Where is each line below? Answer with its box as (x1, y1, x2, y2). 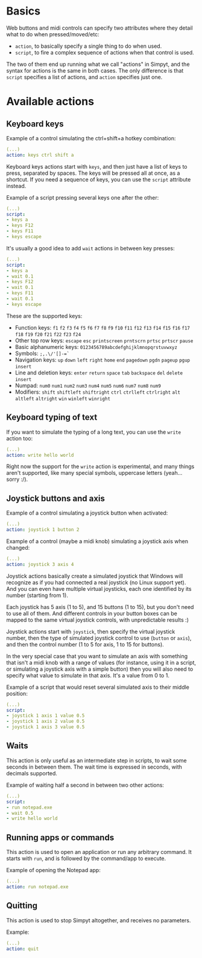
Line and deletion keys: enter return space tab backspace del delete (14, 369, 183, 376)
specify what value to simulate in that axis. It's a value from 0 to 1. (6, 671, 170, 679)
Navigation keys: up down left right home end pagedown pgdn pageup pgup (14, 356, 191, 363)
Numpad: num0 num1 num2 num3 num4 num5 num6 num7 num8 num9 (14, 382, 161, 389)
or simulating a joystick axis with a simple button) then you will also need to (6, 665, 194, 673)
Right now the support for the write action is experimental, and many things (6, 463, 195, 470)
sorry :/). (6, 476, 28, 483)
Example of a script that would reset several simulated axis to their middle (6, 683, 190, 691)
